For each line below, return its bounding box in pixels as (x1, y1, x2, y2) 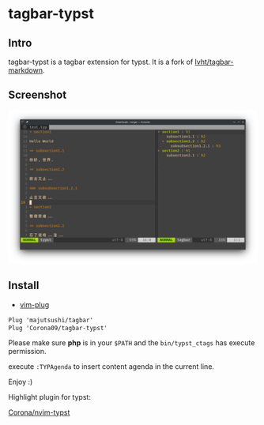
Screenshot (8, 88, 67, 102)
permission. (8, 346, 47, 355)
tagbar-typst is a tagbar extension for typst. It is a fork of (8, 57, 194, 66)
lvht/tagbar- (194, 57, 234, 66)
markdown (8, 66, 43, 75)
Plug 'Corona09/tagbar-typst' (8, 324, 108, 332)
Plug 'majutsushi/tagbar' (8, 316, 93, 324)
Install (8, 279, 40, 292)
